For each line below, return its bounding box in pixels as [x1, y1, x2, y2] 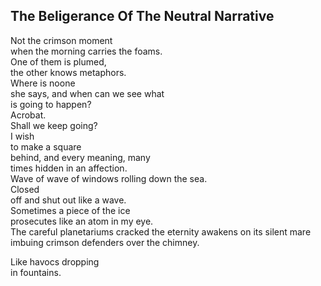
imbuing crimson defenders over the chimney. [10, 236, 200, 248]
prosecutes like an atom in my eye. [10, 215, 154, 227]
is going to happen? [10, 98, 92, 110]
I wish [10, 130, 35, 142]
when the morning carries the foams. [10, 45, 163, 57]
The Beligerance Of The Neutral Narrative [10, 8, 275, 25]
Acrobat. [10, 109, 47, 121]
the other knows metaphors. [10, 66, 127, 78]
